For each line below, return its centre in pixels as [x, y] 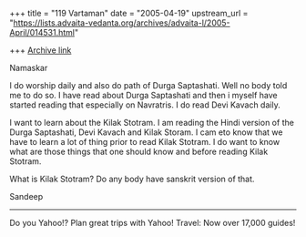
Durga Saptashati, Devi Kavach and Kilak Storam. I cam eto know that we [146, 132]
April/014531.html [42, 32]
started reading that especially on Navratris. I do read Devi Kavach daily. [145, 105]
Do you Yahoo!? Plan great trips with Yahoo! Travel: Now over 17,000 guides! [153, 223]
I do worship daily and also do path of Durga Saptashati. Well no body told [148, 85]
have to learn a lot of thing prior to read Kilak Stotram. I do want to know [145, 142]
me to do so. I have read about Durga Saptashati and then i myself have [143, 95]
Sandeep [26, 196]
